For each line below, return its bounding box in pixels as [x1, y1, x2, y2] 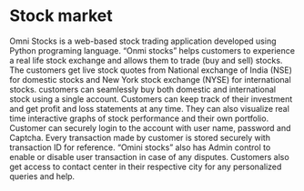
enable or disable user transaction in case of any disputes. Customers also [9, 151, 289, 162]
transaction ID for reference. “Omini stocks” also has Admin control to [9, 142, 271, 153]
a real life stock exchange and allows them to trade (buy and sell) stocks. [9, 55, 283, 65]
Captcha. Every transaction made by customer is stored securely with [9, 132, 271, 143]
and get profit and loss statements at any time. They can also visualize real [9, 103, 289, 114]
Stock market [9, 5, 114, 26]
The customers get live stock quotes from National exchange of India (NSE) [9, 65, 293, 75]
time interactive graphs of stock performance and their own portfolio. [9, 113, 269, 124]
